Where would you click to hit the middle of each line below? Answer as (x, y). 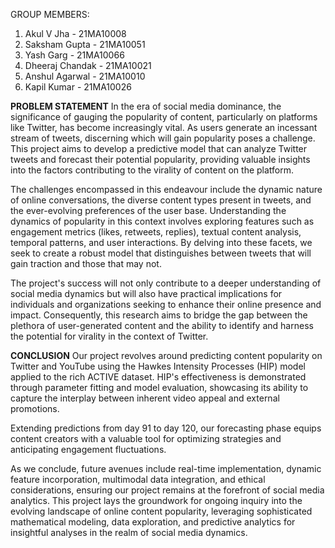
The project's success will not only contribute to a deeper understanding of (166, 283)
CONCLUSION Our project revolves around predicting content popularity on (166, 355)
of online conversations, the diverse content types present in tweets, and (161, 200)
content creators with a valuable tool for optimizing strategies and (146, 438)
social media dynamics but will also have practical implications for (146, 293)
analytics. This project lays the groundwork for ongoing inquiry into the (156, 500)
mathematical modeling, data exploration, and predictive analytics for (153, 522)
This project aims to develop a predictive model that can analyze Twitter (159, 148)
